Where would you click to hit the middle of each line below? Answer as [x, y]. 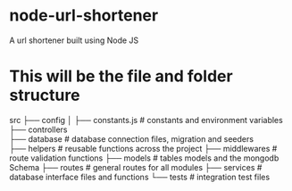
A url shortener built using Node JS [74, 40]
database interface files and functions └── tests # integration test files [140, 177]
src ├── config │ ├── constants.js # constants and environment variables [146, 120]
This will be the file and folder [121, 76]
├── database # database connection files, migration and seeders [132, 138]
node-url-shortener [84, 16]
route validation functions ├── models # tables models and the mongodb [144, 158]
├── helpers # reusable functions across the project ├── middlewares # [143, 148]
